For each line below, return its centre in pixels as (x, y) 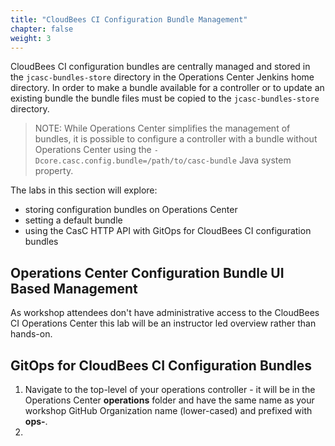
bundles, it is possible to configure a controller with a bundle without (176, 139)
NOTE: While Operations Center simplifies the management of (162, 128)
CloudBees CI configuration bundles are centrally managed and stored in (160, 67)
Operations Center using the (93, 150)
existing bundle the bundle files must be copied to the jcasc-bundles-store (165, 98)
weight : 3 (31, 38)
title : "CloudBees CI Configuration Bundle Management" (129, 19)
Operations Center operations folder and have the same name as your (169, 400)
